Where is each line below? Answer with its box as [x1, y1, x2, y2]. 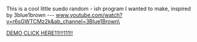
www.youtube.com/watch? [56, 11, 123, 19]
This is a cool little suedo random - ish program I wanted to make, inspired [6, 5, 192, 12]
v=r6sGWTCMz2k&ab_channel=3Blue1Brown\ [6, 18, 120, 25]
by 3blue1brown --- [6, 11, 55, 19]
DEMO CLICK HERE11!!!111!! [6, 29, 74, 37]
